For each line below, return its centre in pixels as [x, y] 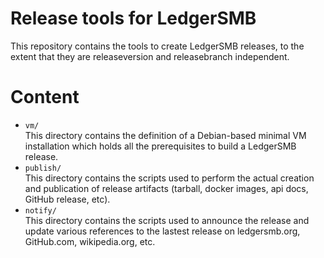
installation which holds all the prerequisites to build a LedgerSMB [160, 146]
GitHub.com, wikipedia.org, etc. [90, 241]
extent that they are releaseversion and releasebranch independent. [150, 56]
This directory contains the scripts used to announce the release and [167, 220]
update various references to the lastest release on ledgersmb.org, [162, 231]
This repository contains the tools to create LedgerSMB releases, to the [157, 46]
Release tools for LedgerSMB [133, 18]
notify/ [40, 210]
